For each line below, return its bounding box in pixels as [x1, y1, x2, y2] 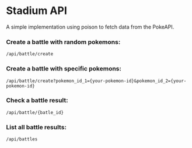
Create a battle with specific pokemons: [6, 65, 121, 73]
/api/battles [6, 136, 38, 142]
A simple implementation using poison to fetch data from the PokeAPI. [6, 23, 174, 30]
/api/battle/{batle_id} [6, 110, 64, 115]
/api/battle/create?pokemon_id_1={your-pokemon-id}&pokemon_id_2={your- [6, 77, 187, 84]
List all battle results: [6, 123, 67, 131]
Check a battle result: [6, 96, 68, 104]
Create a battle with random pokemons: [6, 38, 121, 46]
